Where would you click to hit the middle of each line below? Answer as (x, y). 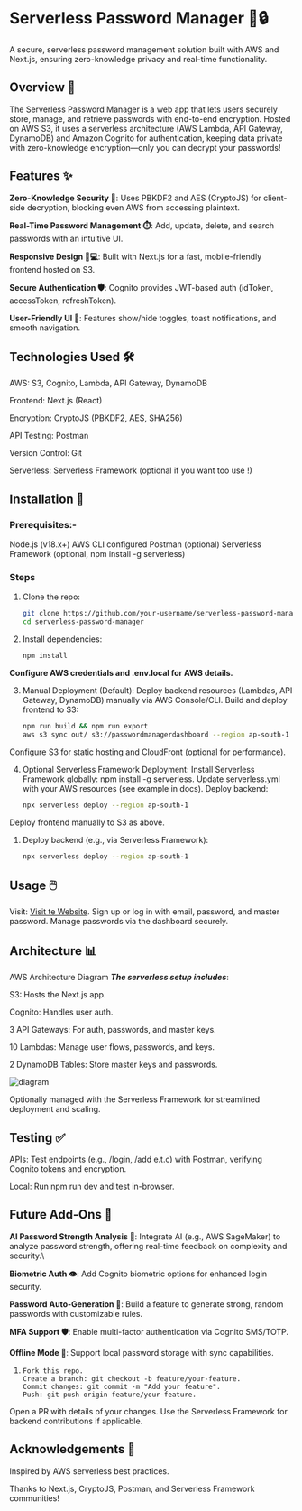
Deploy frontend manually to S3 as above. (87, 822)
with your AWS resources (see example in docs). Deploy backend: (145, 788)
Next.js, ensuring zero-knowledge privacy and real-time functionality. (138, 59)
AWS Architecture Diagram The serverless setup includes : (119, 978)
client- (275, 198)
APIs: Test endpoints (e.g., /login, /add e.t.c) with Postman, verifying (136, 1159)
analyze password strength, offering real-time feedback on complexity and (148, 1246)
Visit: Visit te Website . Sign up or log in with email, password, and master (145, 912)
